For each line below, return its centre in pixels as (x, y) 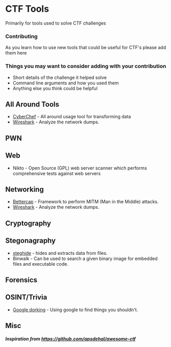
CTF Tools (27, 9)
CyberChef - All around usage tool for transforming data (72, 117)
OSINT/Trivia (26, 297)
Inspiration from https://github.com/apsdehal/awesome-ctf (71, 339)
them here (16, 53)
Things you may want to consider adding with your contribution (86, 66)
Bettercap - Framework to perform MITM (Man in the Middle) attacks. (86, 202)
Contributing (21, 36)
